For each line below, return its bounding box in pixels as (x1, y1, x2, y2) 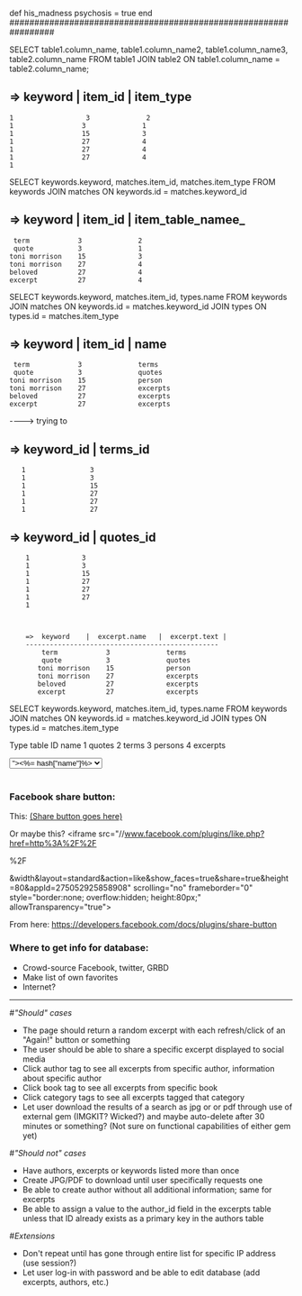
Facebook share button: (9, 790, 116, 803)
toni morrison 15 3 (9, 251, 143, 260)
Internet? (22, 981, 57, 992)
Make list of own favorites (22, 972, 119, 982)
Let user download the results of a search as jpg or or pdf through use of (22, 1101, 293, 1112)
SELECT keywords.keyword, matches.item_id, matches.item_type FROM (9, 176, 276, 187)
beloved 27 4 (9, 268, 143, 277)
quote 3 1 (13, 243, 143, 253)
